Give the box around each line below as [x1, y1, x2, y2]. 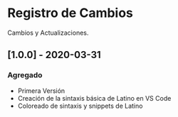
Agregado [7, 70, 43, 80]
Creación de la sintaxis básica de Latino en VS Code [17, 94, 172, 102]
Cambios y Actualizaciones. [7, 28, 89, 37]
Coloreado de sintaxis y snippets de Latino [17, 101, 143, 110]
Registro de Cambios [7, 5, 134, 21]
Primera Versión [17, 87, 66, 95]
